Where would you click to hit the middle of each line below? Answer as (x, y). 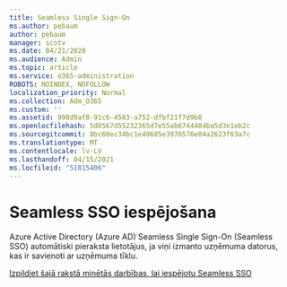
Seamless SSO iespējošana (113, 212)
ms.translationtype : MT (54, 143)
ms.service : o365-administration (72, 76)
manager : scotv (38, 43)
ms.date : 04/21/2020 (48, 51)
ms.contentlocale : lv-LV (56, 151)
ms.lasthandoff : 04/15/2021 (62, 159)
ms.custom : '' (36, 109)
